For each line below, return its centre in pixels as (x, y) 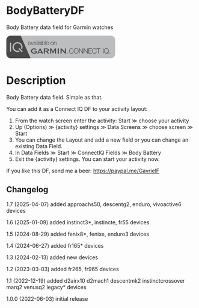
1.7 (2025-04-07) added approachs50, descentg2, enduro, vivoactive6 (94, 204)
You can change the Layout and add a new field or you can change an (102, 140)
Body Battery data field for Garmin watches (60, 27)
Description (36, 80)
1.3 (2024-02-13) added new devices (52, 257)
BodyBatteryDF (45, 11)
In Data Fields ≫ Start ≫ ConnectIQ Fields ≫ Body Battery (88, 152)
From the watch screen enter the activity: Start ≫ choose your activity (102, 121)
